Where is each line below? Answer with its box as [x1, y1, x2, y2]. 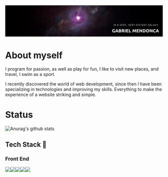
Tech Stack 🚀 [5, 140, 47, 148]
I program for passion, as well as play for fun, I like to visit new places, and [5, 66, 159, 72]
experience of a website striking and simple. [5, 91, 96, 97]
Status [5, 109, 33, 120]
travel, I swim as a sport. [5, 71, 56, 77]
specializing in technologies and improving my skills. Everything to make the [5, 86, 162, 92]
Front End [5, 155, 29, 162]
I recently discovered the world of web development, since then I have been [5, 81, 162, 87]
